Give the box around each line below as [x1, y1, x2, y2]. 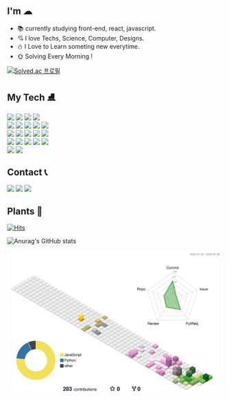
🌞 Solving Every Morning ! [16, 52, 93, 60]
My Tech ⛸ [7, 92, 56, 104]
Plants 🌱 [7, 205, 43, 217]
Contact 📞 [7, 166, 48, 178]
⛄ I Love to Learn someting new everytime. [16, 42, 140, 50]
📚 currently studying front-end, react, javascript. [16, 24, 156, 32]
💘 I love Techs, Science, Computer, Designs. [16, 34, 145, 42]
